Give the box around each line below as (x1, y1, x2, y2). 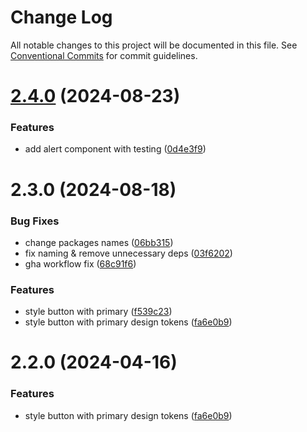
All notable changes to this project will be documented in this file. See (10, 39, 298, 51)
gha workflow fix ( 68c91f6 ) (24, 257, 137, 270)
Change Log (10, 6, 113, 29)
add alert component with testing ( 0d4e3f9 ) (24, 143, 207, 155)
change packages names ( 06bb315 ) (24, 236, 174, 248)
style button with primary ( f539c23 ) (24, 306, 173, 318)
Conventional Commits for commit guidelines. (10, 49, 198, 61)
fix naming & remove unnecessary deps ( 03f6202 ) (24, 247, 233, 259)
